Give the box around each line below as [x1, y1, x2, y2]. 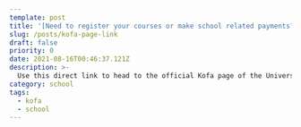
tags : [9, 88, 30, 97]
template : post [9, 13, 66, 22]
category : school [9, 80, 74, 89]
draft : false [9, 38, 58, 47]
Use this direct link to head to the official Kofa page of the [17, 72, 262, 80]
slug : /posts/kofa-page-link [9, 30, 118, 38]
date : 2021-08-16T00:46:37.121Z [9, 55, 130, 63]
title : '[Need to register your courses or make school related [9, 21, 254, 30]
